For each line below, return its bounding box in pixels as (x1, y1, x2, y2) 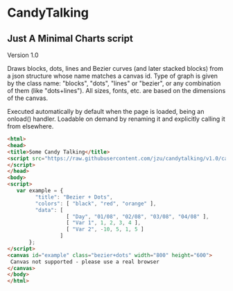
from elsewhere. (7, 122, 54, 130)
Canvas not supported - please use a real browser (10, 258, 159, 265)
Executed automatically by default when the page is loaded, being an (7, 108, 205, 115)
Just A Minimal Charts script (7, 33, 133, 44)
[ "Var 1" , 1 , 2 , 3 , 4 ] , (66, 219, 141, 226)
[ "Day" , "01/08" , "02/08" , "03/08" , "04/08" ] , (66, 213, 209, 220)
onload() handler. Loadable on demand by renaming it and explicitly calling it (7, 115, 225, 123)
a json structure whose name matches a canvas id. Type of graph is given (7, 72, 218, 80)
